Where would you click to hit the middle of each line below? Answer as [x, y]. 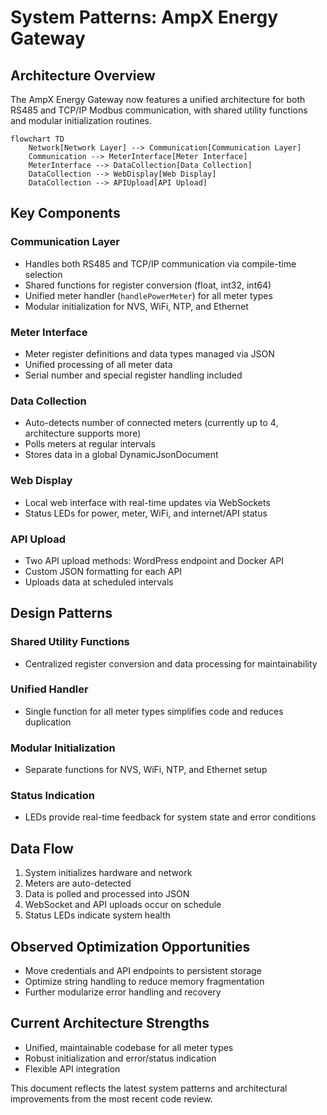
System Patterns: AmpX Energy [144, 17]
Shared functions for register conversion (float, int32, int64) [148, 285]
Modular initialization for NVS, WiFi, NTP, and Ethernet [136, 306]
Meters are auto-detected [78, 883]
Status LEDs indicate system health [97, 915]
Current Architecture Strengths [110, 1023]
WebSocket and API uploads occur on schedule [123, 905]
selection [43, 274]
